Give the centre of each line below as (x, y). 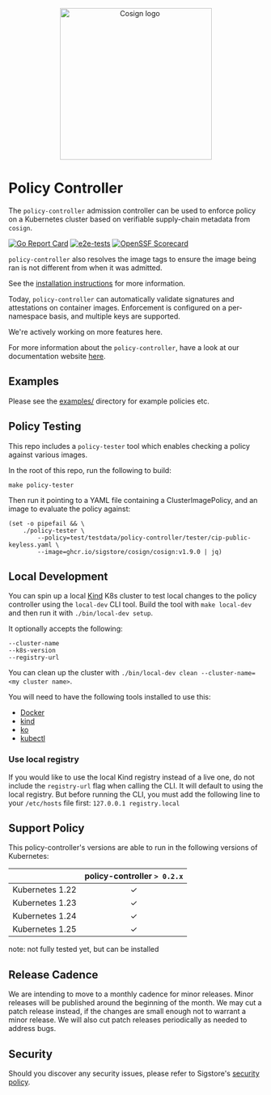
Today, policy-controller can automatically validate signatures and (121, 298)
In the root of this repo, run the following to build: (90, 470)
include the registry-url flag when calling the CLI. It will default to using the (136, 785)
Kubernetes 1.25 (44, 929)
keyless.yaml (30, 545)
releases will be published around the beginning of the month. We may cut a (135, 1003)
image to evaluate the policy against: (70, 509)
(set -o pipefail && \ (47, 523)
